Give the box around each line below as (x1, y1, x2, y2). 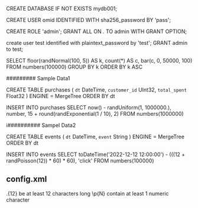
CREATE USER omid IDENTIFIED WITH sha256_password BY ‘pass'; (6, 17, 171, 23)
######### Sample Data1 (6, 75, 70, 82)
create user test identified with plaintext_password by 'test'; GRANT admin (6, 40, 188, 46)
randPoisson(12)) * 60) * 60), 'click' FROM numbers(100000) (6, 157, 155, 164)
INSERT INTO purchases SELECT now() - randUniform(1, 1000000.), (6, 104, 171, 111)
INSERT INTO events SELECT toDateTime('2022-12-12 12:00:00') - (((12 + (6, 151, 186, 158)
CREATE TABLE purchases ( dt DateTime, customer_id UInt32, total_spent (6, 86, 187, 93)
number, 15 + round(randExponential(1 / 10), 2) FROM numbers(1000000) (6, 110, 184, 117)
